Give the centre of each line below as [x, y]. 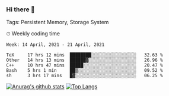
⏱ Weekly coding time [33, 34]
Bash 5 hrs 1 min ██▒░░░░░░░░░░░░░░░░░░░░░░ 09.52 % [84, 71]
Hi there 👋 [21, 9]
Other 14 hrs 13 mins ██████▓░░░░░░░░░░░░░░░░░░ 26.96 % [84, 60]
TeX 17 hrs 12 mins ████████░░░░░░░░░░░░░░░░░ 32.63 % [84, 55]
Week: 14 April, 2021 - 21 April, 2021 [55, 45]
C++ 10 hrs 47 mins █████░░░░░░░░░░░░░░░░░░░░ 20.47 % [84, 65]
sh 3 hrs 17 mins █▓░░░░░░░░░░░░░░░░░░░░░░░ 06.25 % [84, 76]
